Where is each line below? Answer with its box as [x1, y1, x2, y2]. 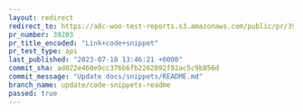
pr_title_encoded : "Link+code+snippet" [8, 38, 159, 48]
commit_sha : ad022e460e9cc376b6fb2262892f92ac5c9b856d [8, 64, 220, 73]
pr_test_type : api [8, 47, 78, 56]
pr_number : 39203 [8, 30, 74, 39]
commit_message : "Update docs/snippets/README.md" [8, 72, 204, 81]
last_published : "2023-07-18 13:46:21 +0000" [8, 55, 183, 64]
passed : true [8, 89, 58, 98]
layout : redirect [8, 13, 74, 23]
